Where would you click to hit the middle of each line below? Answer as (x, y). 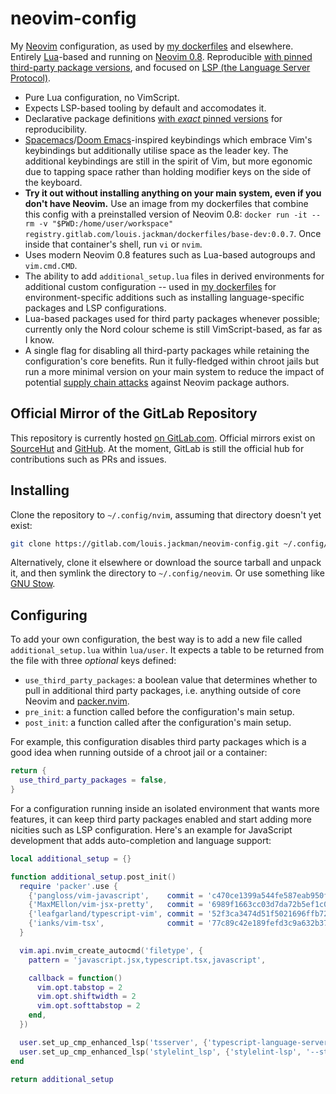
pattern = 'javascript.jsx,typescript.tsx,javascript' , (147, 960)
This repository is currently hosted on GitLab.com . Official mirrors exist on (163, 438)
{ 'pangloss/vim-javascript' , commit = (115, 895)
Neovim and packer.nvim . (77, 701)
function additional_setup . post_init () (93, 877)
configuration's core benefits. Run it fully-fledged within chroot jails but (172, 361)
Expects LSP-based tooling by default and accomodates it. (145, 108)
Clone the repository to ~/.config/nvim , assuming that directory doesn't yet (166, 514)
